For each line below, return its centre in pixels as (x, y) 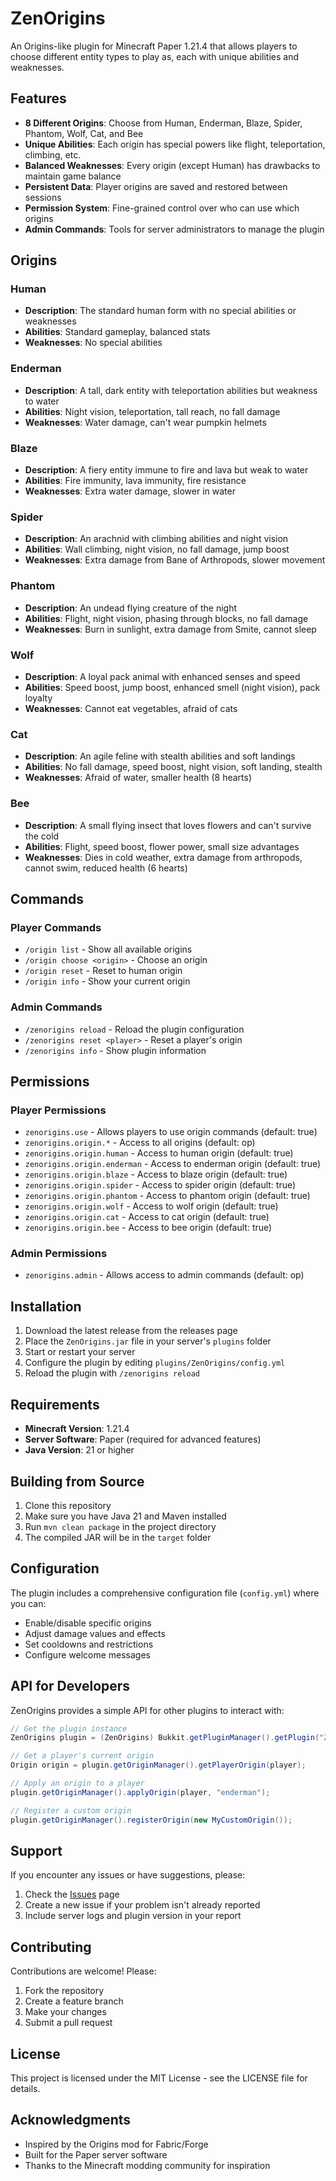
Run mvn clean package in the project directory (120, 1526)
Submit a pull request (68, 2023)
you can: (28, 1603)
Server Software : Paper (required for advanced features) (143, 1439)
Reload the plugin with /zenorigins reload (112, 1373)
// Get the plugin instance (69, 1728)
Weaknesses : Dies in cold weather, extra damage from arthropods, (163, 857)
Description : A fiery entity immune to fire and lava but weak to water (166, 470)
